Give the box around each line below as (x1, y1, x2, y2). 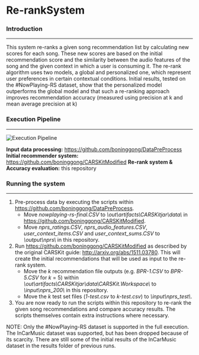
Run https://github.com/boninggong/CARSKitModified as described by (14, 242, 187, 250)
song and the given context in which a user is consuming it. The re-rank (6, 63, 182, 70)
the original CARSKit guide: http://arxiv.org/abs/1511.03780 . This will (14, 249, 181, 256)
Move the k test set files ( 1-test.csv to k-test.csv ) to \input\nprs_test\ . (23, 293, 192, 300)
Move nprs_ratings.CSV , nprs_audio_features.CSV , (23, 223, 148, 231)
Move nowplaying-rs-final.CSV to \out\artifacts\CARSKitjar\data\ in (23, 211, 188, 218)
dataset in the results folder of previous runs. (6, 342, 116, 350)
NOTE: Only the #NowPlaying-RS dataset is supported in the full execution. (6, 324, 190, 331)
